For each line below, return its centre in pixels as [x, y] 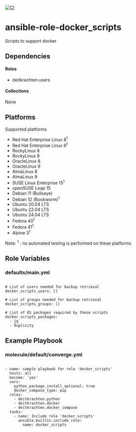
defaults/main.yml [27, 273]
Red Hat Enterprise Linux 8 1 [40, 139]
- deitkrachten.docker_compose [46, 408]
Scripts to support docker [31, 41]
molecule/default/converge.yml [44, 355]
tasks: [16, 412]
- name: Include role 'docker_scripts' [55, 416]
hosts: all [21, 373]
